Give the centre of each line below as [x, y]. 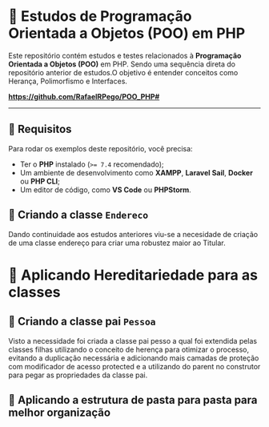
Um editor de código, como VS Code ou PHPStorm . [106, 189]
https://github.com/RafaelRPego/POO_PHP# [84, 96]
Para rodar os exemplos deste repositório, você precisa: [101, 148]
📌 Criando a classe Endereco [78, 215]
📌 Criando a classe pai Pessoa [82, 322]
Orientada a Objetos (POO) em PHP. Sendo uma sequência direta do [122, 64]
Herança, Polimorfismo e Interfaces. [68, 81]
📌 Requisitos [40, 129]
